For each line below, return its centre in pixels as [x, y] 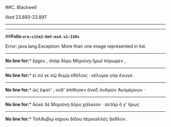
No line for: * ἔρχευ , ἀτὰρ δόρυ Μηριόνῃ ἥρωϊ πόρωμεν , [66, 61]
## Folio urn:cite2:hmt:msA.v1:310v [42, 36]
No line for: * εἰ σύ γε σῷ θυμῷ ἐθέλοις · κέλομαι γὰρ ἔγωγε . [70, 75]
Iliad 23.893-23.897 [26, 17]
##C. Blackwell [21, 7]
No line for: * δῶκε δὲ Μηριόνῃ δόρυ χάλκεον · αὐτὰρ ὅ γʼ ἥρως [73, 104]
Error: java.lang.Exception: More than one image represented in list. [76, 46]
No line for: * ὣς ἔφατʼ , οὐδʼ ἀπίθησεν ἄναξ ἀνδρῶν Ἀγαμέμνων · [75, 90]
